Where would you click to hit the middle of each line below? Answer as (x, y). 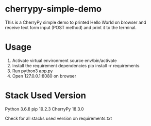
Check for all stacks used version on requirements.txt (59, 118)
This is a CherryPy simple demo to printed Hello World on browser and (76, 22)
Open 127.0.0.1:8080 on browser (44, 76)
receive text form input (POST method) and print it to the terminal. (71, 27)
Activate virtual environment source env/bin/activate (64, 60)
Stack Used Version (46, 96)
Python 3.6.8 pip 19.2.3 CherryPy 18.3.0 (44, 109)
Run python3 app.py (32, 71)
